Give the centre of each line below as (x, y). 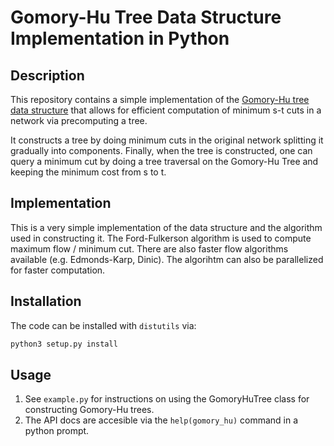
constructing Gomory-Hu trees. (89, 410)
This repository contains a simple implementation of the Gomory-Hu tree (160, 99)
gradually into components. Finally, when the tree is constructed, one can (161, 150)
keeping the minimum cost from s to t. (88, 172)
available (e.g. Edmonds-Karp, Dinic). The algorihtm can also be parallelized (167, 259)
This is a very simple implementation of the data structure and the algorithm (166, 227)
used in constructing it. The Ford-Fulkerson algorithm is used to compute (161, 238)
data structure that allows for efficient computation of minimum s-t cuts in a (166, 110)
